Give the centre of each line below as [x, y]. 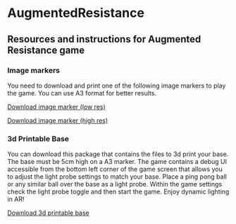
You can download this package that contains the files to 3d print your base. [118, 154]
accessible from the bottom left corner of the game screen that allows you [115, 169]
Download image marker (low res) [56, 107]
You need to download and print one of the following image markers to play [117, 86]
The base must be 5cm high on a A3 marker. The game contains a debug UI [117, 162]
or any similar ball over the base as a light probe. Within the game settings [115, 184]
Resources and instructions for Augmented [104, 39]
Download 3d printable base [48, 213]
